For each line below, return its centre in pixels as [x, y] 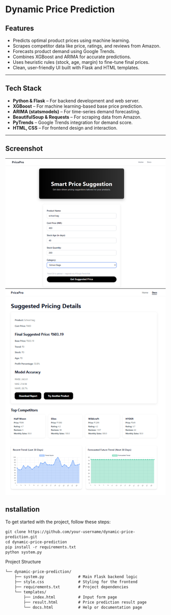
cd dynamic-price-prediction [36, 542]
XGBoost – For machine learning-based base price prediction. [78, 106]
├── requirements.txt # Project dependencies [72, 587]
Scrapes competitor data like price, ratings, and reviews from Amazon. [87, 46]
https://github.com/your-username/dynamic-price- [82, 532]
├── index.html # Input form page [70, 597]
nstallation [22, 510]
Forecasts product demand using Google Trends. [64, 51]
